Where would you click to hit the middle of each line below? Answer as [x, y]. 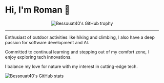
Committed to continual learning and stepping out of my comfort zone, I [77, 52]
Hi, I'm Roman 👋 [38, 10]
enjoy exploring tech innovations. [38, 57]
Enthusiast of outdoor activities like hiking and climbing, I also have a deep [80, 37]
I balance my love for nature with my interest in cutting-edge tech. [72, 66]
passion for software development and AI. [47, 42]
